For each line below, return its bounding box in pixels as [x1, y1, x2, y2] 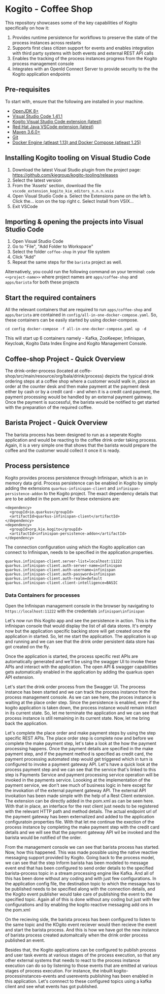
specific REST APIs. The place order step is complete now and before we [5, 735, 154, 741]
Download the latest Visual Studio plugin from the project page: [12, 166, 141, 173]
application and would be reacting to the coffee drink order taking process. [5, 437, 158, 443]
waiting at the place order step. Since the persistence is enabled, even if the [5, 699, 160, 705]
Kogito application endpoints [12, 71, 70, 77]
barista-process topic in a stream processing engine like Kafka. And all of [5, 870, 154, 876]
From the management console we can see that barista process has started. [5, 844, 160, 850]
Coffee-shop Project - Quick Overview [5, 354, 126, 363]
